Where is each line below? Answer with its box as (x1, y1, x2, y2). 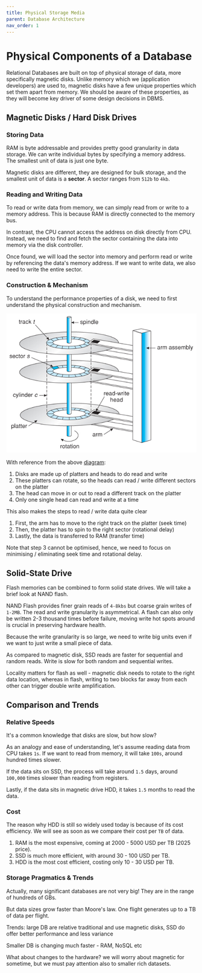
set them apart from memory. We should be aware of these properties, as (6, 88, 189, 96)
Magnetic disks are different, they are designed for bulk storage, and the (6, 169, 186, 176)
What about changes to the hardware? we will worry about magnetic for (6, 953, 185, 960)
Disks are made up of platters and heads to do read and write (14, 470, 168, 478)
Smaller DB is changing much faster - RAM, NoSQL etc (6, 942, 142, 949)
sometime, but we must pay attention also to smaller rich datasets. (6, 960, 171, 967)
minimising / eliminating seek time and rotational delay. (6, 550, 143, 558)
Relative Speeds (6, 718, 55, 726)
